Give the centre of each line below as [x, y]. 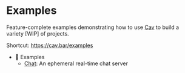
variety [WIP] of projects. [38, 33]
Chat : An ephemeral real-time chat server [76, 63]
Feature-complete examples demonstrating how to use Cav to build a [93, 27]
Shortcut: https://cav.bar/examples [50, 45]
